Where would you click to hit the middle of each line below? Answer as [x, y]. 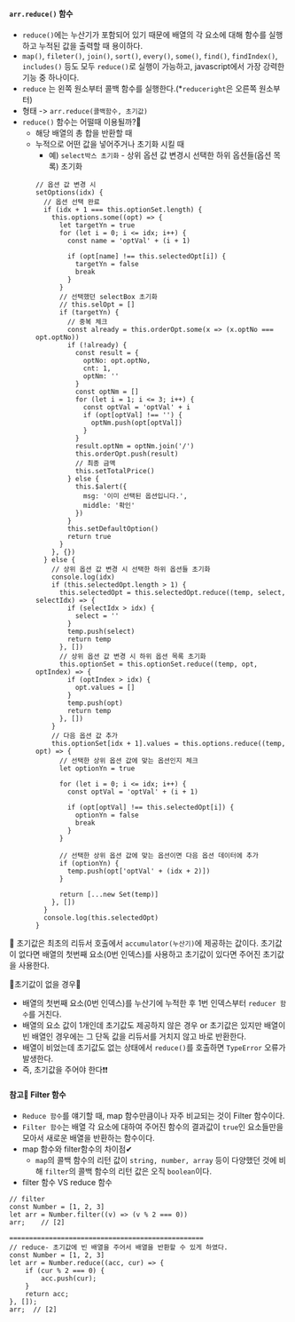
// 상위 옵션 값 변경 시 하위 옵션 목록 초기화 [132, 657]
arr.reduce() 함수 [41, 13]
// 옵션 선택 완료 [71, 202]
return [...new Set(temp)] [109, 895]
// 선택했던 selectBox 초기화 [108, 297]
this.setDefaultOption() [113, 529]
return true [89, 537]
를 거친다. [45, 1014]
